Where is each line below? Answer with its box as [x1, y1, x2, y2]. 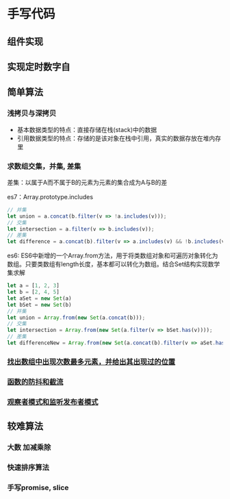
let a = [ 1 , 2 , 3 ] [7, 282, 60, 290]
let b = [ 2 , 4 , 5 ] [7, 289, 60, 296]
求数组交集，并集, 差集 [7, 162, 81, 171]
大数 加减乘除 [7, 443, 51, 452]
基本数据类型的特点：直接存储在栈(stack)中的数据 [16, 125, 157, 133]
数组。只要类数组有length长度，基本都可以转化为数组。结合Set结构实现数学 [7, 260, 220, 268]
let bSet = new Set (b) [7, 301, 72, 308]
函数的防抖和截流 [7, 377, 64, 387]
